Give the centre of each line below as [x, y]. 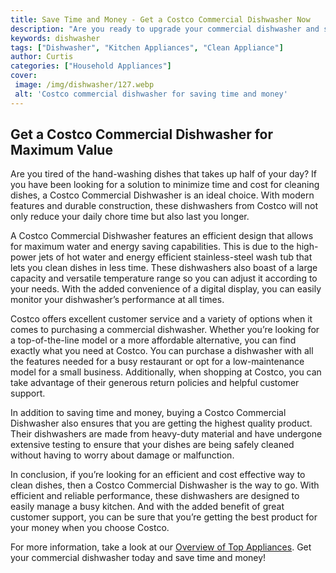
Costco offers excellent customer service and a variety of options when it [161, 319]
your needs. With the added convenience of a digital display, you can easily [166, 289]
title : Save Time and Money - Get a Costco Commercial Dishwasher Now [160, 19]
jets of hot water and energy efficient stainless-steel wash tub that [175, 257]
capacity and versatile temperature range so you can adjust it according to [164, 278]
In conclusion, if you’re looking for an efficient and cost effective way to [158, 475]
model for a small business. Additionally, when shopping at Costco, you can [166, 372]
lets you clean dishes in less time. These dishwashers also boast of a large [164, 268]
